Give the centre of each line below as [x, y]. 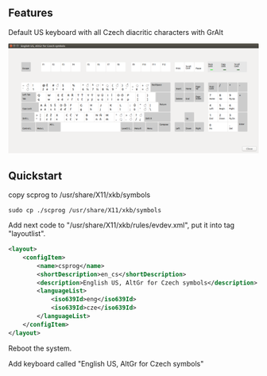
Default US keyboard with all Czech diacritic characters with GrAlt [116, 32]
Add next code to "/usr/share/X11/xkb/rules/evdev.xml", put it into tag [122, 225]
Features [31, 13]
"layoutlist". [27, 234]
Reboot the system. [40, 348]
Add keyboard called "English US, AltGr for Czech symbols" [106, 363]
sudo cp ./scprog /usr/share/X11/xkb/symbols [85, 211]
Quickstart [35, 175]
